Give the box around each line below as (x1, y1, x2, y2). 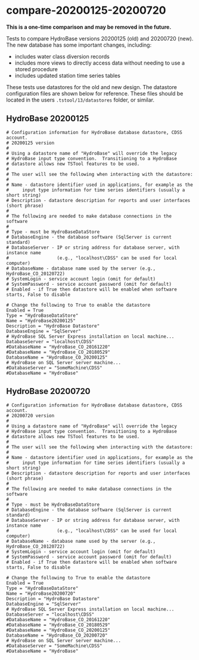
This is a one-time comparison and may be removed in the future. (6, 23, 172, 30)
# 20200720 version (6, 412, 55, 418)
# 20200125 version (6, 140, 55, 146)
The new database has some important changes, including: (6, 41, 152, 48)
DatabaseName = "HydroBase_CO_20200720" (6, 632, 108, 638)
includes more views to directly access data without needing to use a (14, 59, 185, 66)
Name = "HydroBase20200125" (6, 317, 76, 323)
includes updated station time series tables (14, 72, 121, 79)
